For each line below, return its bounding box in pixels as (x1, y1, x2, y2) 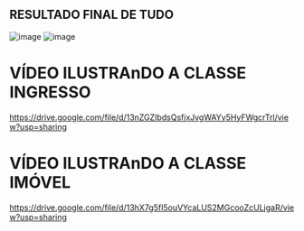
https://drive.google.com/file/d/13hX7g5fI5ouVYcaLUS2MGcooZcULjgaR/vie (9, 202, 295, 213)
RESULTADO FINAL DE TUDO (9, 7, 175, 23)
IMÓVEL (9, 171, 71, 192)
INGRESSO (9, 82, 91, 102)
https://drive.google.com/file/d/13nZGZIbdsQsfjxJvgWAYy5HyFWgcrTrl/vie (9, 112, 290, 123)
